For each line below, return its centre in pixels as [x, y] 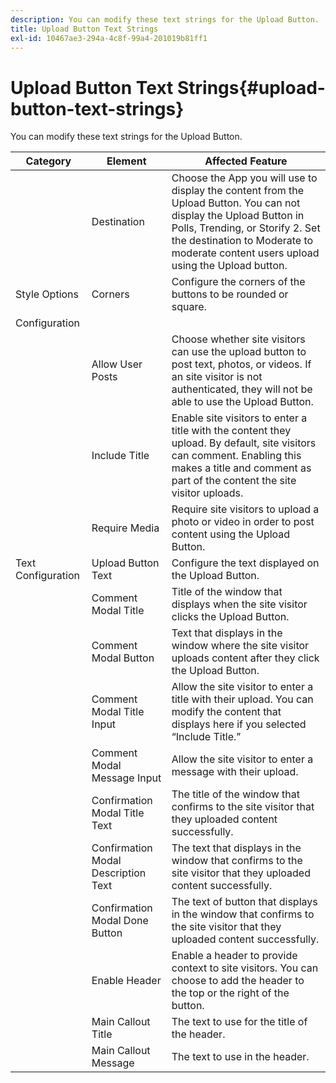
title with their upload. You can [242, 699]
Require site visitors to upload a [245, 509]
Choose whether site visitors [238, 339]
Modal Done [120, 921]
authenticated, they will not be [242, 389]
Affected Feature [246, 161]
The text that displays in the [236, 848]
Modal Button [123, 658]
